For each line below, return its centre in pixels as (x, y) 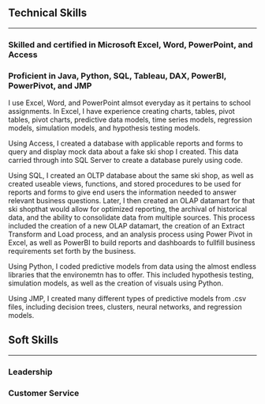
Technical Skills (48, 13)
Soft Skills (34, 340)
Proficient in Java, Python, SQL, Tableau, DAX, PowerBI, (118, 76)
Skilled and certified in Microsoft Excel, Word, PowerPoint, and (131, 44)
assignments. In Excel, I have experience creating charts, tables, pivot (121, 111)
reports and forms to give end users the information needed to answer (122, 192)
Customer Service (44, 393)
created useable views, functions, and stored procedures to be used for (125, 184)
